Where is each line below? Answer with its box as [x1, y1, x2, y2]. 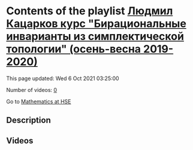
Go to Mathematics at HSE [6, 97, 71, 105]
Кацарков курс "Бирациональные [6, 17, 187, 30]
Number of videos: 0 [6, 86, 58, 93]
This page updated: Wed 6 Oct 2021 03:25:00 [6, 75, 119, 82]
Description [6, 115, 51, 125]
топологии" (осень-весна [6, 42, 141, 56]
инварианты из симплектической [6, 30, 185, 43]
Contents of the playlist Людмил [6, 4, 173, 18]
